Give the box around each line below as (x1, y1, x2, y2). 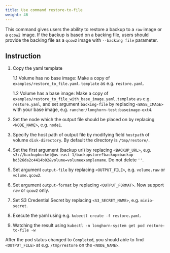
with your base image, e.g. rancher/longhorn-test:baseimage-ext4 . (12, 106, 153, 113)
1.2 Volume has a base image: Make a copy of (12, 90, 109, 97)
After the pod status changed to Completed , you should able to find (5, 237, 144, 243)
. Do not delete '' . (106, 157, 144, 163)
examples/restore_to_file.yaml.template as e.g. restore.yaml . (12, 80, 145, 87)
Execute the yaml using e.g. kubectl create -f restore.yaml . (12, 212, 142, 219)
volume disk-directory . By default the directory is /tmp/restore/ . (12, 137, 150, 143)
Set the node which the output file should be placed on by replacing (12, 117, 155, 123)
